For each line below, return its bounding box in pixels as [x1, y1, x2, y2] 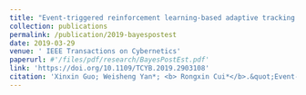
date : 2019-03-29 [9, 38, 76, 48]
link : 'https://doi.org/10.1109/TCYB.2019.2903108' [9, 64, 209, 73]
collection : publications [9, 22, 107, 31]
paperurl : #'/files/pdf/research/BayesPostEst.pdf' [9, 55, 209, 64]
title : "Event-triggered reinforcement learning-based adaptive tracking [9, 13, 296, 23]
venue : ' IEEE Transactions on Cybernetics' [9, 47, 181, 56]
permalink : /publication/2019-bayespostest [9, 30, 178, 39]
